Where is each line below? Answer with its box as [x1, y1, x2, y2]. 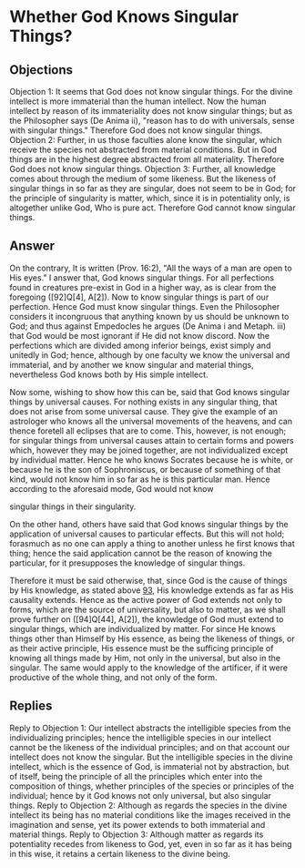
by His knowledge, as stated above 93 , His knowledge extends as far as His [9, 585, 294, 596]
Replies [9, 699, 53, 714]
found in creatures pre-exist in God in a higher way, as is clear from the [9, 281, 277, 292]
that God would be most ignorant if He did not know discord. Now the [9, 330, 270, 341]
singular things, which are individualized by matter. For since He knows [9, 623, 276, 634]
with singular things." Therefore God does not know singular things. [9, 125, 263, 136]
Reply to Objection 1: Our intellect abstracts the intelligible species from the [9, 722, 291, 733]
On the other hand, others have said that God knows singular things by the [9, 518, 289, 529]
